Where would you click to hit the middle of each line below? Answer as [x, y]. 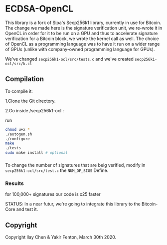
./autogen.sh [19, 134]
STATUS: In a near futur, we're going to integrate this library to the [73, 204]
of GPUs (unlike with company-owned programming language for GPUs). [80, 49]
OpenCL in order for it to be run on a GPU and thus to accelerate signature [82, 33]
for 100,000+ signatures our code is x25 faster [53, 194]
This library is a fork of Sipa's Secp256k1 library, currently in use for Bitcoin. [83, 23]
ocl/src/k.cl [19, 64]
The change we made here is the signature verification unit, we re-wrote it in [84, 28]
